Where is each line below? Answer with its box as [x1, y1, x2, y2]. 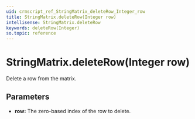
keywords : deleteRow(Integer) [6, 25, 80, 31]
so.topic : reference [6, 30, 57, 36]
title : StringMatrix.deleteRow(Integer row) [6, 14, 117, 20]
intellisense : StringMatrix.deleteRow [6, 19, 101, 25]
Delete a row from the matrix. [6, 75, 77, 82]
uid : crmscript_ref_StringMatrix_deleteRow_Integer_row [6, 8, 145, 15]
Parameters [6, 92, 50, 102]
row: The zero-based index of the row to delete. [14, 107, 131, 114]
